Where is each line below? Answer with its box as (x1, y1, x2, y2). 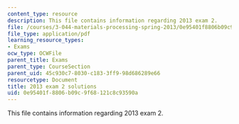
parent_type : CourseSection (7, 63, 91, 70)
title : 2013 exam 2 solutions (7, 83, 97, 90)
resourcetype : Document (7, 76, 78, 84)
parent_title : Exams (7, 57, 69, 64)
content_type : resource (7, 10, 78, 18)
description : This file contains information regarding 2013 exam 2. (7, 17, 218, 24)
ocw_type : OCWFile (7, 50, 62, 57)
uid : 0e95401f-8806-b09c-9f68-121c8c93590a (7, 89, 139, 96)
